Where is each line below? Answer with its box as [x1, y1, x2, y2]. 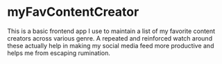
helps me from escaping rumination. [7, 49, 111, 57]
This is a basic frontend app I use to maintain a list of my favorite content [7, 27, 216, 35]
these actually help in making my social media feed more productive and [7, 41, 214, 50]
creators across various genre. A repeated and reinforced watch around [7, 34, 213, 42]
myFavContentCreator [7, 4, 139, 20]
